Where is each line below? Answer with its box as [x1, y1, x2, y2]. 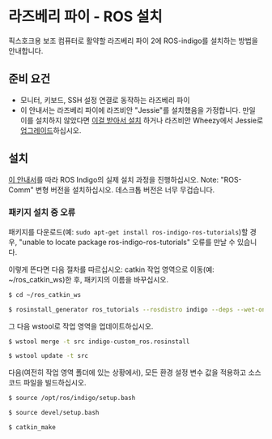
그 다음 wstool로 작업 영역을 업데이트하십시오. [8, 321, 154, 331]
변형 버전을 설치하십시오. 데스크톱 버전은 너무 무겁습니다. [35, 184, 215, 195]
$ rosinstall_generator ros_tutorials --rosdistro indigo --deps [8, 305, 233, 313]
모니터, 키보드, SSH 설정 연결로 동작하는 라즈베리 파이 [19, 95, 190, 105]
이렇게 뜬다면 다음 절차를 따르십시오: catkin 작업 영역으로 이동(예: [8, 265, 215, 274]
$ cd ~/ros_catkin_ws [8, 291, 82, 299]
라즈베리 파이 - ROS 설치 [8, 7, 163, 26]
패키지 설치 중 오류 [8, 207, 76, 218]
